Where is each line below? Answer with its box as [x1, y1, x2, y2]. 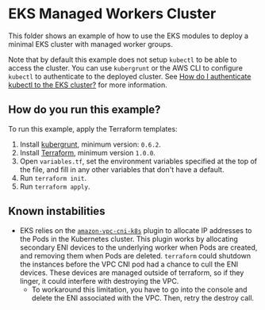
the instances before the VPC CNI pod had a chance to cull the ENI [19, 259, 239, 269]
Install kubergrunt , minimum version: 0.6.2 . [19, 140, 161, 149]
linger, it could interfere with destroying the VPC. [19, 276, 179, 285]
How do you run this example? [8, 103, 161, 117]
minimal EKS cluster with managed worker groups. [8, 39, 173, 48]
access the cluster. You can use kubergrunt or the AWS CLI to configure [8, 63, 244, 72]
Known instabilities [8, 205, 106, 218]
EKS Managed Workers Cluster [8, 5, 217, 23]
